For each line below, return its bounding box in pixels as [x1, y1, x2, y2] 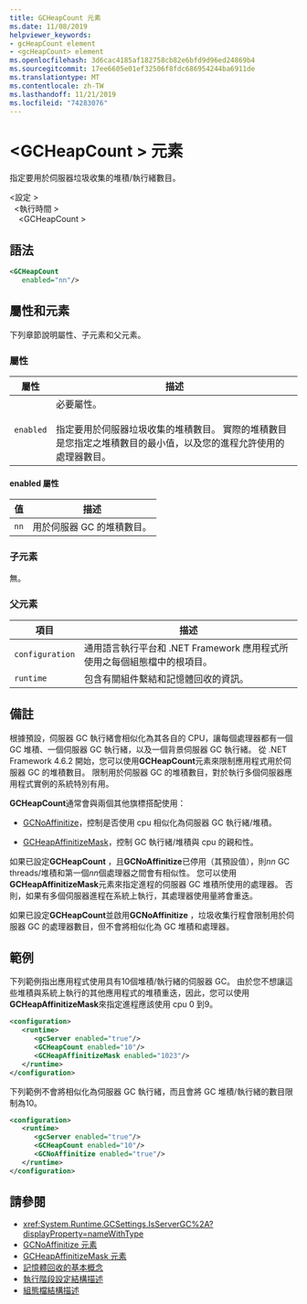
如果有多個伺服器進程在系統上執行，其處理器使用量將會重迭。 [25, 890, 258, 901]
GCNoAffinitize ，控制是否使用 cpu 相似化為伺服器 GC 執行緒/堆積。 [22, 817, 277, 828]
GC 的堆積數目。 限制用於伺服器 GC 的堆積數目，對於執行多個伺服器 [26, 767, 285, 778]
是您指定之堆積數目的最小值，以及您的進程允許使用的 [56, 436, 285, 449]
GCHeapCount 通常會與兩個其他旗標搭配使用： [9, 797, 186, 809]
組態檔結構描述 [22, 1285, 79, 1296]
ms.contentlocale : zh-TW [9, 81, 104, 90]
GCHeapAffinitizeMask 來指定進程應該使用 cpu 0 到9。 [9, 999, 217, 1010]
